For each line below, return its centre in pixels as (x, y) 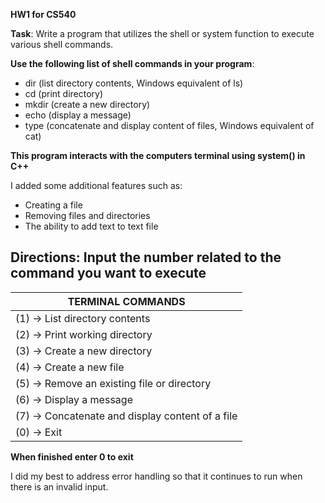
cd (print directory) (64, 93)
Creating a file (53, 205)
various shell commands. (62, 44)
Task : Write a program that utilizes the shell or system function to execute (162, 33)
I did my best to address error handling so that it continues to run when (156, 476)
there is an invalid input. (59, 486)
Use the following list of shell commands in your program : (132, 63)
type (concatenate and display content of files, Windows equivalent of (169, 125)
